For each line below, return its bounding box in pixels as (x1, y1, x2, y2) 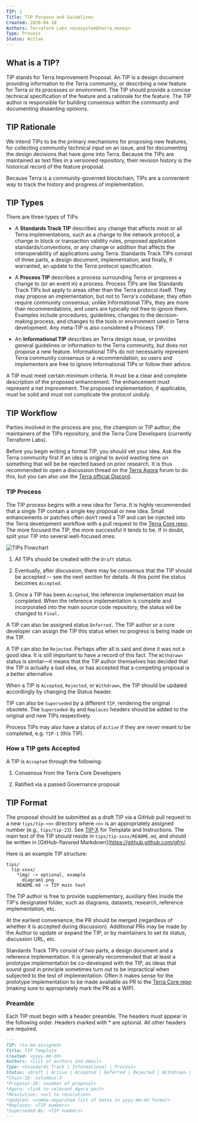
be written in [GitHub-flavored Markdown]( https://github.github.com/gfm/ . (6, 838, 187, 845)
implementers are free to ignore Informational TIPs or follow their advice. (14, 361, 192, 368)
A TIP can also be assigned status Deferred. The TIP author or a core (6, 621, 175, 628)
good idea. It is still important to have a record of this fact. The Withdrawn (6, 651, 183, 659)
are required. (6, 1025, 38, 1032)
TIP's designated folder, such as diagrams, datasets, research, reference (6, 899, 183, 906)
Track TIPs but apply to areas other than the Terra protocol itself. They (14, 287, 186, 294)
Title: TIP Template (6, 1047, 57, 1053)
